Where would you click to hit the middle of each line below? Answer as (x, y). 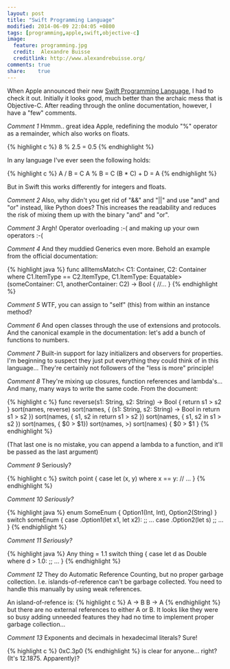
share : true (29, 71)
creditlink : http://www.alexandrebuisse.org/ (80, 59)
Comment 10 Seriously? (41, 499)
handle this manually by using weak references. (74, 588)
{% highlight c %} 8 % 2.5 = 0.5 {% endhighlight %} (81, 147)
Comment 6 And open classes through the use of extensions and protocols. (114, 325)
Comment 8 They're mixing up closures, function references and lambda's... (115, 381)
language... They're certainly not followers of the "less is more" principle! (111, 368)
